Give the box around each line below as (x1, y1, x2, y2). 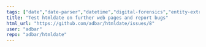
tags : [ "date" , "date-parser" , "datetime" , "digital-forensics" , (6, 9, 169, 15)
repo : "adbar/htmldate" (6, 32, 67, 38)
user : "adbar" (6, 26, 43, 32)
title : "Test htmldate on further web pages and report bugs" (6, 15, 169, 21)
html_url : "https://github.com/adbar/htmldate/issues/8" (6, 20, 155, 26)
